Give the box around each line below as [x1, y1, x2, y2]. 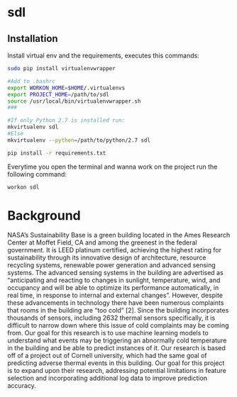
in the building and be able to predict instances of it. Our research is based [7, 344, 226, 352]
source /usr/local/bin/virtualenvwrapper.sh [7, 97, 141, 105]
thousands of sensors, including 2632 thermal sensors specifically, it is [7, 313, 216, 323]
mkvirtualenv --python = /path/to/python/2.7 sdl [7, 136, 151, 144]
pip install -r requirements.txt [7, 150, 106, 157]
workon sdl [7, 184, 40, 191]
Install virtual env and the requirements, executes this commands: [7, 51, 200, 60]
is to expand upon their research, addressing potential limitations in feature [7, 367, 227, 375]
